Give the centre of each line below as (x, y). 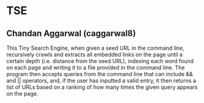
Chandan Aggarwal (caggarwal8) (71, 33)
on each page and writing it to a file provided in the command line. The (96, 67)
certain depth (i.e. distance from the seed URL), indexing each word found (100, 61)
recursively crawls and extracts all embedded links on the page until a (94, 55)
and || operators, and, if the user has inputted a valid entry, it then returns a (101, 81)
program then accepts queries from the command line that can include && (100, 74)
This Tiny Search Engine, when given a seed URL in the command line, (96, 48)
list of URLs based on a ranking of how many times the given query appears (102, 87)
